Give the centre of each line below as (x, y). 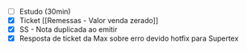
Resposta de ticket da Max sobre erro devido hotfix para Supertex (129, 38)
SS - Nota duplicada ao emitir (68, 29)
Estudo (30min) (45, 12)
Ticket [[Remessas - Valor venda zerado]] (89, 21)
